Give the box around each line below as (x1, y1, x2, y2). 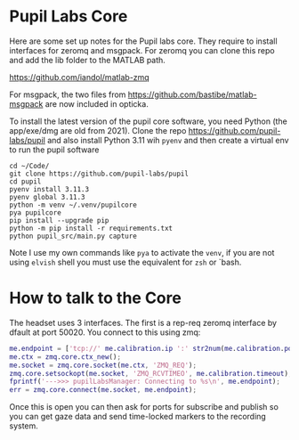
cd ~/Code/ (9, 161, 50, 170)
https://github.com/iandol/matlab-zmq (9, 71, 149, 82)
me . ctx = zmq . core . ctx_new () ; (9, 352, 122, 362)
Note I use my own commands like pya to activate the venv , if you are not (9, 247, 275, 257)
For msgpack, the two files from (9, 89, 126, 100)
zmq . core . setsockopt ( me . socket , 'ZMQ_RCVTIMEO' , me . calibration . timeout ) (9, 369, 289, 378)
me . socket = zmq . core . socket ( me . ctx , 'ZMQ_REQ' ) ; (9, 361, 198, 370)
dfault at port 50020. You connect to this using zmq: (9, 327, 201, 338)
